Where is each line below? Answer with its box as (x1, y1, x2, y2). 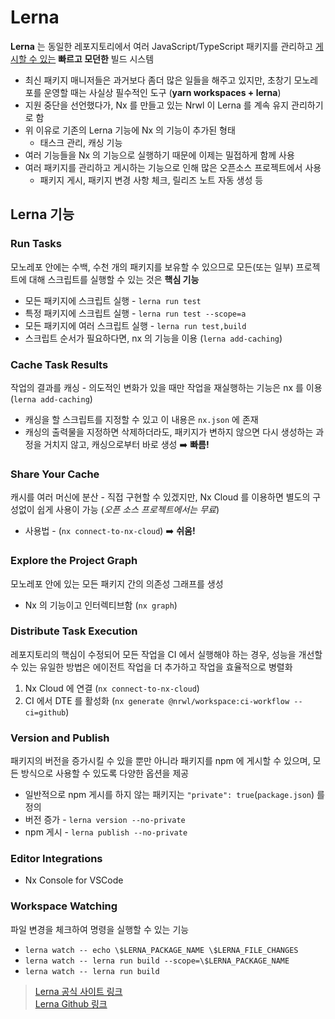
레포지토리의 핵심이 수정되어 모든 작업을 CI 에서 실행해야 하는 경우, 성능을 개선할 (10, 648, 323, 660)
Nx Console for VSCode (24, 874, 124, 886)
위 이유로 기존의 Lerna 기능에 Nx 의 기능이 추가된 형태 (24, 124, 236, 136)
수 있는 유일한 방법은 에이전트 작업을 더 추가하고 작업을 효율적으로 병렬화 (10, 661, 293, 673)
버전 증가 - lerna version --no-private (24, 814, 186, 826)
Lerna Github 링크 (34, 997, 108, 1010)
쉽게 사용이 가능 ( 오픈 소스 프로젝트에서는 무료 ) (36, 504, 220, 516)
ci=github (24, 707, 67, 718)
